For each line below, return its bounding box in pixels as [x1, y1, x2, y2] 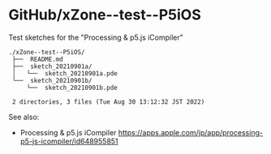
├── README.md [11, 55, 63, 63]
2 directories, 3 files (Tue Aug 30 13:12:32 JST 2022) [11, 97, 205, 106]
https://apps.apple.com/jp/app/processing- [118, 127, 264, 137]
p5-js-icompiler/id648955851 [19, 136, 119, 146]
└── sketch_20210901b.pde [26, 83, 118, 92]
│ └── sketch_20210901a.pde [11, 69, 118, 78]
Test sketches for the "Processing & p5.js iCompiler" [8, 32, 184, 42]
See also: [8, 112, 40, 122]
